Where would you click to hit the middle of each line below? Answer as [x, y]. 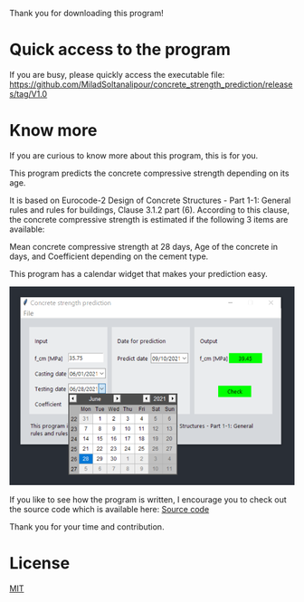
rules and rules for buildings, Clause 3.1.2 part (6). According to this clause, [150, 210]
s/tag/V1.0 [28, 93]
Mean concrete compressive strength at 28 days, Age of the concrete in [144, 246]
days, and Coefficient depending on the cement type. [109, 256]
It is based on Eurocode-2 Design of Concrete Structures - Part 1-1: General [150, 200]
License [40, 563]
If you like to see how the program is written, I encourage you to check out [148, 499]
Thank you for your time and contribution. [87, 526]
